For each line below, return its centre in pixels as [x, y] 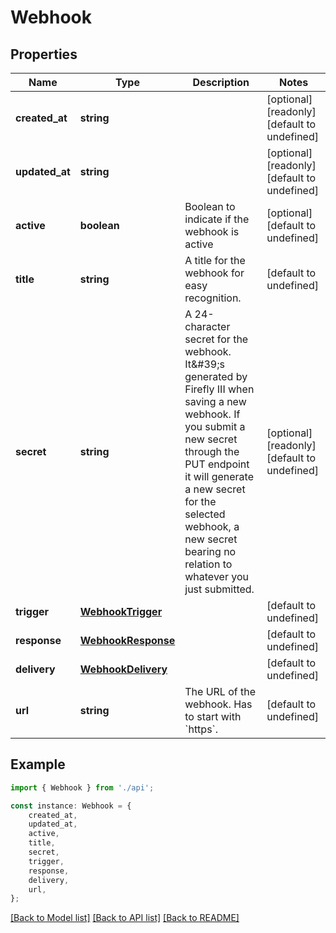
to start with [213, 716]
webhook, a [212, 526]
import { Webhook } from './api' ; [82, 787]
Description [221, 82]
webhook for [214, 273]
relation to [208, 564]
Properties [44, 54]
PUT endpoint [217, 464]
